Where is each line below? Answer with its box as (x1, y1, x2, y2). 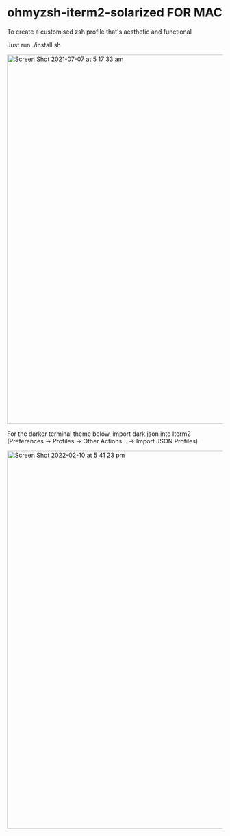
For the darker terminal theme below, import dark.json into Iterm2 (7, 430, 192, 438)
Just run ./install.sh (7, 40, 62, 49)
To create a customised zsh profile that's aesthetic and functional (7, 27, 192, 36)
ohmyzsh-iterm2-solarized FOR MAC (7, 5, 222, 21)
